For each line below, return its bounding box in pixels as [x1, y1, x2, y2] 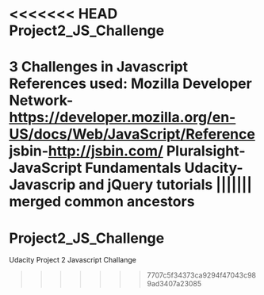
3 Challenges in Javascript [9, 58, 189, 76]
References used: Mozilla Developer [9, 75, 252, 93]
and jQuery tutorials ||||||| [78, 176, 253, 194]
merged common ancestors [9, 193, 195, 211]
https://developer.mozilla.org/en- [9, 109, 236, 127]
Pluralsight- [166, 142, 246, 160]
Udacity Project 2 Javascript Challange [9, 255, 137, 265]
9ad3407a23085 [147, 279, 202, 289]
